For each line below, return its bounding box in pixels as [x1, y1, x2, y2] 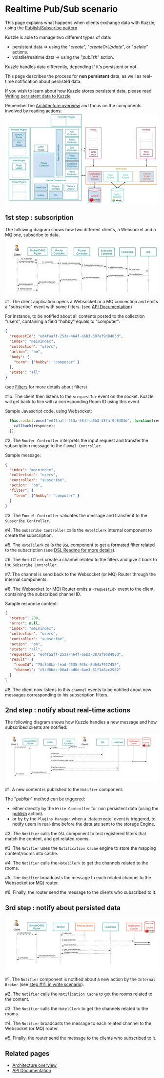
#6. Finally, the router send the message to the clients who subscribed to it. [5, 889, 157, 895]
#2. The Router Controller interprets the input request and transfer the [5, 437, 149, 443]
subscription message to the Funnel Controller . [5, 442, 102, 449]
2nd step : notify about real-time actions [5, 706, 130, 715]
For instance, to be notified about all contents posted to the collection [5, 313, 145, 319]
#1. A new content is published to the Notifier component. [5, 787, 123, 792]
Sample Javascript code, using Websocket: [5, 408, 92, 414]
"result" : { [9, 657, 34, 662]
